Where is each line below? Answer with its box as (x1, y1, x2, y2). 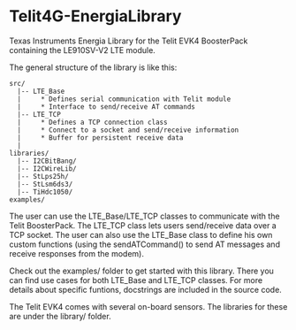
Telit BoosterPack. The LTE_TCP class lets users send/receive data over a (9, 219, 277, 231)
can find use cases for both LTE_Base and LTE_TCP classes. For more (9, 274, 263, 285)
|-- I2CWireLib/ (17, 164, 77, 173)
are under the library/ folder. (9, 311, 112, 321)
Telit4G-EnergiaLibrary (9, 6, 182, 27)
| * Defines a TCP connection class (17, 118, 168, 127)
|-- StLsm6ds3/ (17, 180, 73, 188)
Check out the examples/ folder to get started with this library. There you (9, 265, 274, 276)
